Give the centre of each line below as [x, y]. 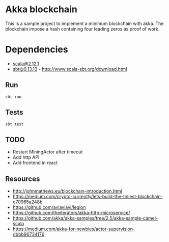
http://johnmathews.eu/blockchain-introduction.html [67, 191]
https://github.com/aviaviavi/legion [49, 207]
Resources [23, 179]
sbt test [15, 124]
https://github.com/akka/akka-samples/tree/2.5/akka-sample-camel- [85, 218]
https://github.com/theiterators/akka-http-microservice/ [72, 213]
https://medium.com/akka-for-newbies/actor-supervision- [74, 229]
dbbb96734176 [29, 234]
